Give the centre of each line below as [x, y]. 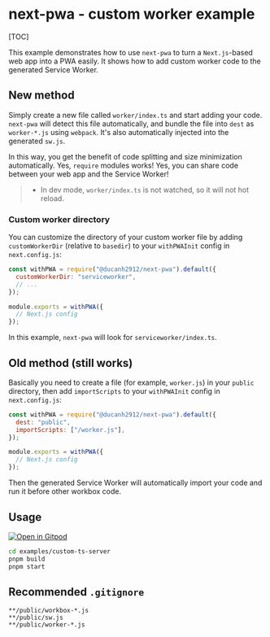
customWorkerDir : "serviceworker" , [76, 277]
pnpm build [27, 559]
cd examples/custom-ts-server [60, 551]
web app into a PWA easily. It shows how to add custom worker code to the [135, 61]
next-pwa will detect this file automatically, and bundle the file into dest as [131, 124]
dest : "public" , [43, 422]
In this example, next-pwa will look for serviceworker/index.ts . [113, 338]
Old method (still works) [71, 363]
